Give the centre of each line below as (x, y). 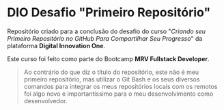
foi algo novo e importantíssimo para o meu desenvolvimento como (118, 94)
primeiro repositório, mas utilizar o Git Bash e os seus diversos (112, 79)
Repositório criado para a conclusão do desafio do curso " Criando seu (107, 31)
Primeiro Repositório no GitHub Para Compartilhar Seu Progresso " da (105, 38)
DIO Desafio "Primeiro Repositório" (109, 13)
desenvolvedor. (45, 100)
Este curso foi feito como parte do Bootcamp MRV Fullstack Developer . (108, 58)
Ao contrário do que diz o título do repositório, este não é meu (111, 72)
